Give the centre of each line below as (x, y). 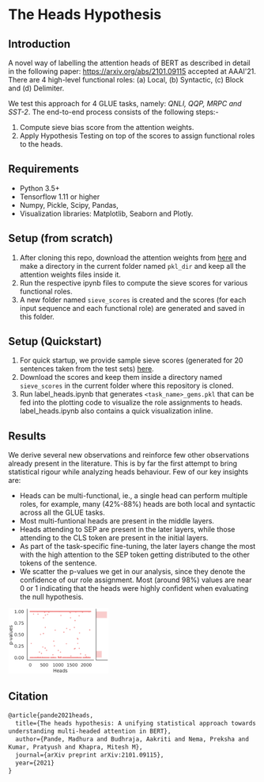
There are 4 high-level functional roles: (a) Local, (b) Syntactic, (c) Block (126, 80)
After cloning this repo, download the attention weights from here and (133, 257)
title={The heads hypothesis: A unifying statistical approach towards (136, 723)
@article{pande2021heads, (51, 715)
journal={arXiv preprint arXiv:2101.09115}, (90, 755)
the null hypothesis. (52, 597)
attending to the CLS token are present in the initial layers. (114, 538)
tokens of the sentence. (58, 563)
